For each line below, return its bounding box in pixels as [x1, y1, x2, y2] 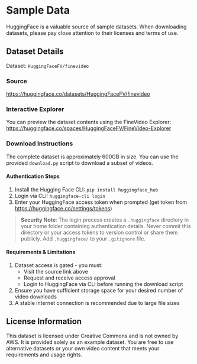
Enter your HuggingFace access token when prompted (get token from [14, 199, 188, 206]
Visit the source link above [23, 268, 89, 275]
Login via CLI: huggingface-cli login [14, 192, 105, 199]
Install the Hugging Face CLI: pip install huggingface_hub [14, 186, 159, 193]
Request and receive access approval [23, 274, 115, 281]
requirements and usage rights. [6, 351, 83, 358]
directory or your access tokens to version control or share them [20, 229, 178, 236]
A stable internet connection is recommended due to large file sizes [14, 300, 180, 307]
